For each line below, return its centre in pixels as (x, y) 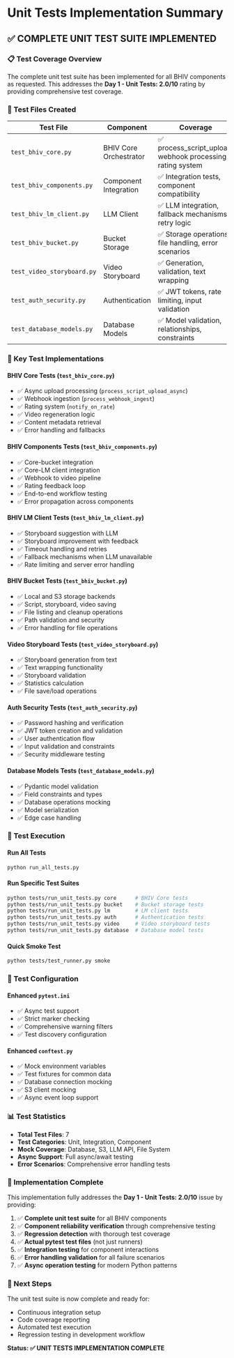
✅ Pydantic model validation (58, 786)
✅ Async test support (48, 1011)
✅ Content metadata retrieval (59, 422)
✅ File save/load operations (57, 691)
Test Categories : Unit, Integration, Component (84, 1142)
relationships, (180, 329)
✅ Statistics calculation (50, 683)
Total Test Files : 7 (43, 1134)
